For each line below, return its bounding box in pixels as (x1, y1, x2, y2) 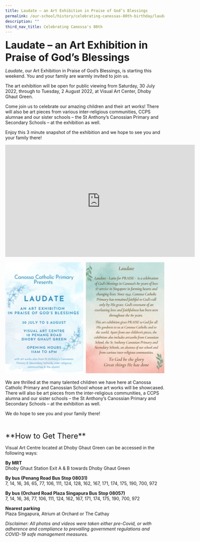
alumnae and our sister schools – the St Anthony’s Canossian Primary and (5, 114, 159, 120)
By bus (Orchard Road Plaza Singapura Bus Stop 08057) (5, 490, 125, 496)
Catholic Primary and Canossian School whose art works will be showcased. (5, 385, 165, 391)
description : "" (5, 19, 39, 24)
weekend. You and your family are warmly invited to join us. (5, 73, 129, 79)
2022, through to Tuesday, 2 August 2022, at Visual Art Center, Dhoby (5, 88, 152, 95)
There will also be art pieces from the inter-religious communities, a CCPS (5, 390, 159, 396)
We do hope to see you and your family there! (5, 411, 101, 417)
